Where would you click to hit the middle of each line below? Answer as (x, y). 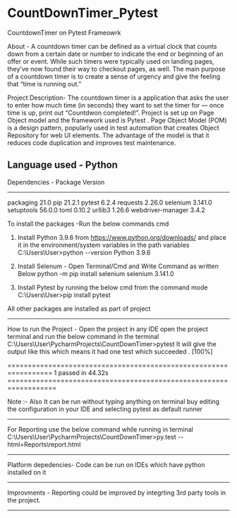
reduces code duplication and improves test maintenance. (92, 142)
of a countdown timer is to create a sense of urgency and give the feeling (114, 76)
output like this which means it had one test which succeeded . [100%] (110, 351)
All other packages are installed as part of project (79, 309)
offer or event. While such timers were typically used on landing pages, (111, 61)
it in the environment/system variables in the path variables (103, 245)
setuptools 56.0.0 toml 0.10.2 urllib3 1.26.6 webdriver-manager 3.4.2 (107, 209)
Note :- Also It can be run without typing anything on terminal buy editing (114, 401)
